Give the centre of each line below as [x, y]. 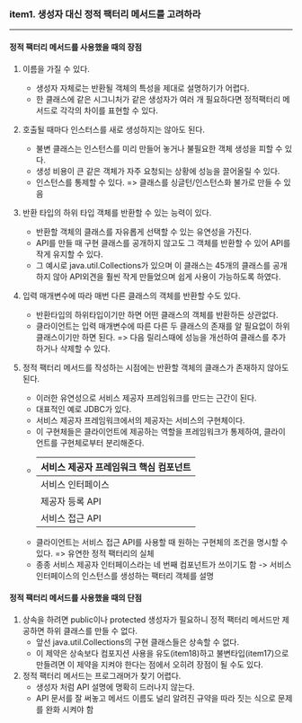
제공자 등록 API [71, 501]
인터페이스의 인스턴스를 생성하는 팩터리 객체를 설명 [124, 576]
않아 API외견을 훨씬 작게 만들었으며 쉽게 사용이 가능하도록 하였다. [167, 277]
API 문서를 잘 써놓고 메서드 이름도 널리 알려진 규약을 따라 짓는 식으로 [155, 698]
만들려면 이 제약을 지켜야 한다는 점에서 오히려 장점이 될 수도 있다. [149, 664]
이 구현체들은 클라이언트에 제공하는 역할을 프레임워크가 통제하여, [149, 431]
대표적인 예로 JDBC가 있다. [84, 409]
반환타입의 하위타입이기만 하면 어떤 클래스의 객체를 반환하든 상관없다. [157, 314]
